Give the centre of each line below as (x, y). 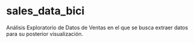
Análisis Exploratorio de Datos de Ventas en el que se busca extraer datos (97, 27)
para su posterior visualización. (45, 33)
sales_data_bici (45, 11)
